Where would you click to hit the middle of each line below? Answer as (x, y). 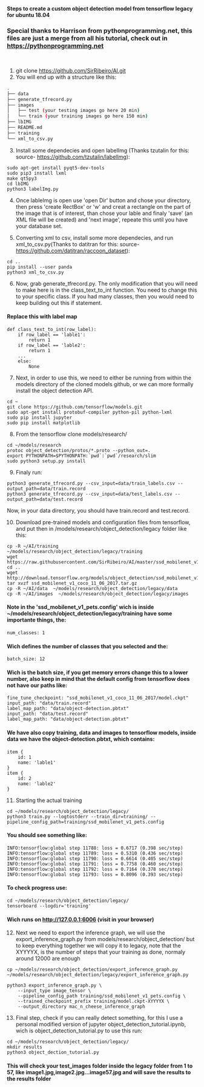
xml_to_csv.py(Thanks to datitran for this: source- (77, 244)
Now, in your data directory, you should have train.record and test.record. (98, 510)
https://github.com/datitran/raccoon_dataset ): (73, 251)
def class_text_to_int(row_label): (52, 329)
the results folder (29, 1079)
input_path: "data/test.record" (48, 714)
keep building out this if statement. (59, 303)
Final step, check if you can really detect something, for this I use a (99, 1018)
